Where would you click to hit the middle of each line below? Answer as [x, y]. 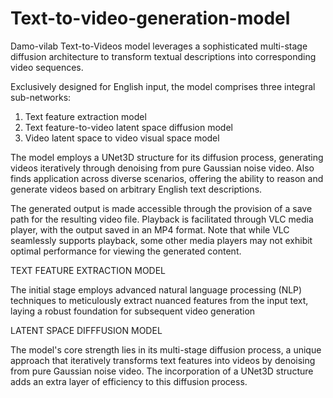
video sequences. [47, 67]
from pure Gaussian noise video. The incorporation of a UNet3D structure [162, 371]
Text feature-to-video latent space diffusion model [128, 127]
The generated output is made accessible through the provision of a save [161, 208]
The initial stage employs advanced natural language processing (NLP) [156, 289]
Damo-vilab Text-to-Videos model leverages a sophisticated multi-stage [159, 46]
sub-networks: [41, 97]
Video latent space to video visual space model [122, 138]
